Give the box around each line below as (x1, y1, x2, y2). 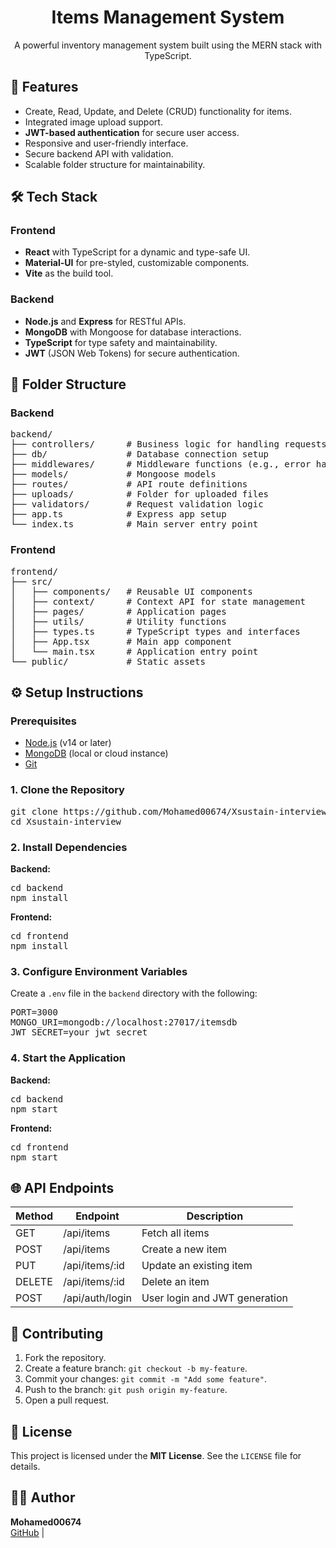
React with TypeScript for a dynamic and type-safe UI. (24, 246, 251, 258)
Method (15, 1209, 54, 1223)
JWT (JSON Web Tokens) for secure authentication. (24, 347, 240, 359)
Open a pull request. (24, 1394, 110, 1406)
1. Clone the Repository (10, 783, 125, 797)
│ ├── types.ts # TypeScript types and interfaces (10, 626, 301, 637)
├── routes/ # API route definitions (10, 479, 248, 490)
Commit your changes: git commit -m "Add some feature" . (24, 1373, 267, 1385)
